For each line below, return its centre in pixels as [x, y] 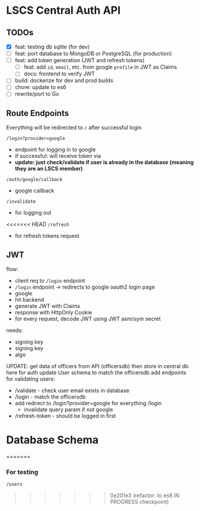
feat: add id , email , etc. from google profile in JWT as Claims [100, 67]
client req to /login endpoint [50, 281]
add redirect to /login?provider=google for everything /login [88, 403]
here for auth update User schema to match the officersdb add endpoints [96, 373]
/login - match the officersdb [50, 397]
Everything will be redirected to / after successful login [74, 128]
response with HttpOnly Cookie [53, 313]
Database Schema [53, 440]
